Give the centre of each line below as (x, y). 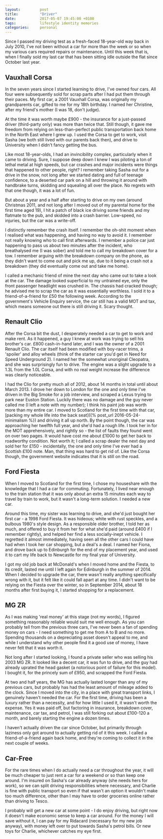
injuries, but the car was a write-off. (41, 220)
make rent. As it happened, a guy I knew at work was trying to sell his (74, 339)
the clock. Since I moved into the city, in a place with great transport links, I (80, 692)
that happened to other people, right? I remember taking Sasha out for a (77, 170)
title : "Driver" (31, 14)
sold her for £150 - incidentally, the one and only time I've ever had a (73, 446)
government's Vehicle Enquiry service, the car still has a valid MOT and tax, (81, 301)
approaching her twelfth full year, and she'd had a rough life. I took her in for (81, 425)
